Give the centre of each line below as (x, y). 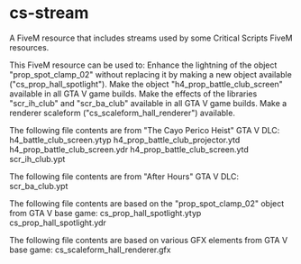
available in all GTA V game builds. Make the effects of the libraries (133, 94)
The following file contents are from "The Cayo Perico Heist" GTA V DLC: (145, 130)
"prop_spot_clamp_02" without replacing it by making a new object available (151, 74)
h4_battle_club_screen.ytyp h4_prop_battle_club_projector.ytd (125, 140)
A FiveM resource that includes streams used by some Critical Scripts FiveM (151, 38)
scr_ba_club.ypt (39, 186)
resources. (29, 47)
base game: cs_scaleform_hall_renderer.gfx (90, 250)
